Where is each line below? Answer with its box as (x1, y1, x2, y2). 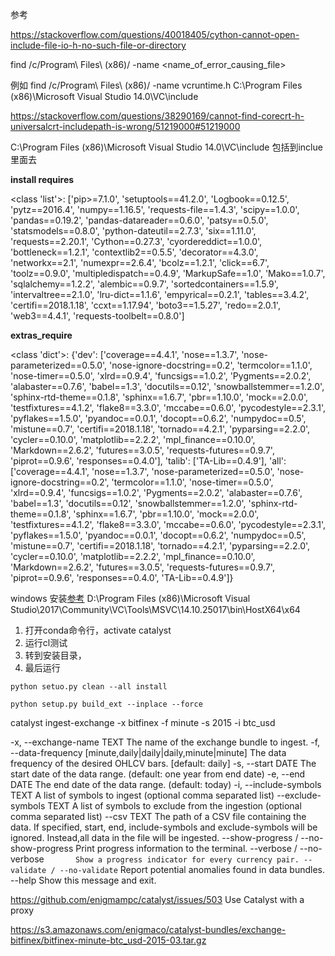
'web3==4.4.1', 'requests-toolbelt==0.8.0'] (10, 310, 185, 322)
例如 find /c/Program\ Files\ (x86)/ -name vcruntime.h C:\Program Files (10, 79, 303, 91)
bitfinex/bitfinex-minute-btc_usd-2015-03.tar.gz (10, 934, 207, 946)
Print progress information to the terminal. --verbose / (75, 843, 298, 854)
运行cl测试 (24, 637, 68, 648)
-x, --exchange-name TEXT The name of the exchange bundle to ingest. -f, (10, 736, 321, 748)
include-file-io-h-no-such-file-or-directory (10, 39, 187, 51)
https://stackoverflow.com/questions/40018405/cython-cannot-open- (10, 29, 300, 40)
